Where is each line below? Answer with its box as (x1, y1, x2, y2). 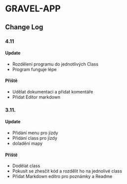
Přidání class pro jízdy (12, 135, 58, 141)
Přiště (5, 78, 18, 84)
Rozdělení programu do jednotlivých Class (12, 61, 99, 67)
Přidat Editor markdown (12, 94, 61, 100)
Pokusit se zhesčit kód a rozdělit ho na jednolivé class (12, 168, 123, 174)
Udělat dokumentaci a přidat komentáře (12, 89, 93, 94)
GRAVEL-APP (5, 3, 61, 14)
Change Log (5, 23, 43, 31)
